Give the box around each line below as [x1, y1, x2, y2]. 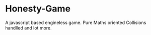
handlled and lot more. [5, 24, 52, 30]
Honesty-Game [5, 3, 71, 14]
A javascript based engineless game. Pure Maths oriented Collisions [5, 19, 146, 25]
